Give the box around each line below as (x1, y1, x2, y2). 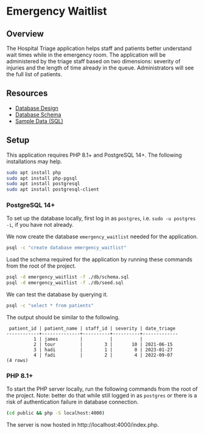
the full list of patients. (6, 71, 63, 77)
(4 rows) (6, 357, 29, 363)
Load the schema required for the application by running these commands (6, 256, 193, 263)
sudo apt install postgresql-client (6, 187, 99, 193)
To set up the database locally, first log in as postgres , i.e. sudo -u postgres (6, 215, 196, 222)
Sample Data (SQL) (15, 117, 64, 124)
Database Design (15, 104, 59, 112)
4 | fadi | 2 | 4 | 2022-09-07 (33, 352, 173, 358)
